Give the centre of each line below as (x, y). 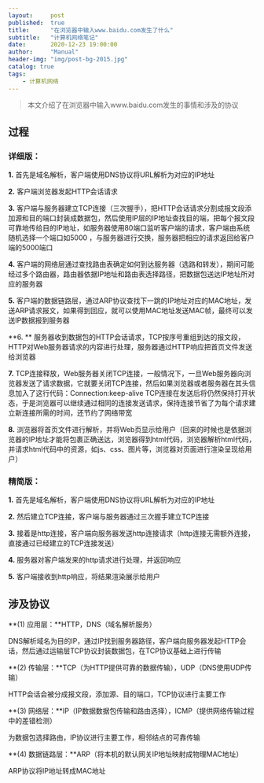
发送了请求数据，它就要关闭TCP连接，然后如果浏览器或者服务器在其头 (135, 383)
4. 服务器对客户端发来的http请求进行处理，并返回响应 (95, 560)
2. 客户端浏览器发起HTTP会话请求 (63, 192)
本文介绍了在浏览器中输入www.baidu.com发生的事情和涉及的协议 (133, 105)
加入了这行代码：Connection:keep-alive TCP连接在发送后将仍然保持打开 (132, 393)
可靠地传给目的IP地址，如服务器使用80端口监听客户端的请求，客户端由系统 (129, 228)
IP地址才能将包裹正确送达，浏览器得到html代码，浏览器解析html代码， (142, 440)
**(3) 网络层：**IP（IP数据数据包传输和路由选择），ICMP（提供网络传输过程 (131, 711)
